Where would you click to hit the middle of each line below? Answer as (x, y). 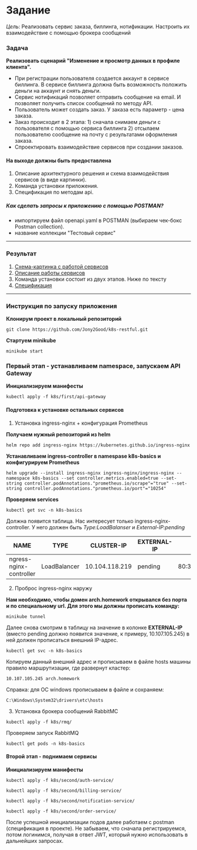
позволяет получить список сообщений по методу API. (84, 103)
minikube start (25, 351)
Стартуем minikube (31, 340)
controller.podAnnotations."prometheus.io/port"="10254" (95, 488)
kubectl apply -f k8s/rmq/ (39, 722)
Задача (17, 48)
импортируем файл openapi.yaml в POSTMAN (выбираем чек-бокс (98, 220)
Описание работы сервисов (50, 273)
